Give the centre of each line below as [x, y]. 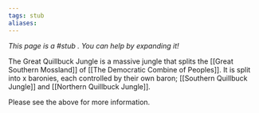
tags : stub [26, 16]
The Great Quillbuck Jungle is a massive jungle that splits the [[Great [121, 61]
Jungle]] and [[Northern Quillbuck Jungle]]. [80, 86]
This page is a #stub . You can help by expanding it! [94, 45]
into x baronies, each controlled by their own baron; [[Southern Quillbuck [128, 78]
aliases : [23, 23]
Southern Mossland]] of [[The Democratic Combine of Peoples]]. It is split [129, 69]
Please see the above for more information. [79, 102]
